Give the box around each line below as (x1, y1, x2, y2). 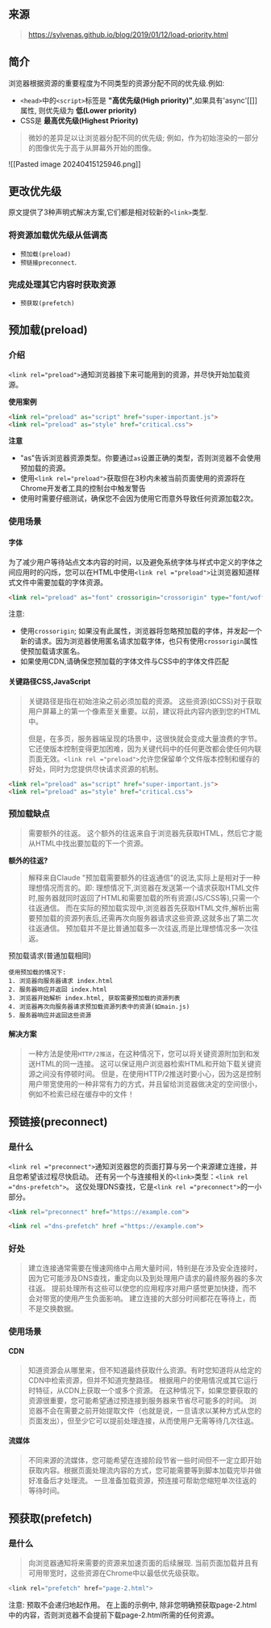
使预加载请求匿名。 (19, 647, 85, 656)
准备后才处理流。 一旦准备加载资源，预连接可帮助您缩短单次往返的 (35, 1475, 256, 1485)
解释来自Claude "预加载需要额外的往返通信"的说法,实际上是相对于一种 (27, 872, 261, 882)
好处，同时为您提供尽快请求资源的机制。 (27, 764, 163, 774)
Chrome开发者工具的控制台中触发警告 (19, 484, 147, 494)
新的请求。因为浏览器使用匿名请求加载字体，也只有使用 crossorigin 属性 (19, 636, 258, 646)
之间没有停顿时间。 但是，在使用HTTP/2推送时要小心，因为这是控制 (35, 1069, 261, 1079)
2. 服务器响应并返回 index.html (8, 986, 107, 994)
